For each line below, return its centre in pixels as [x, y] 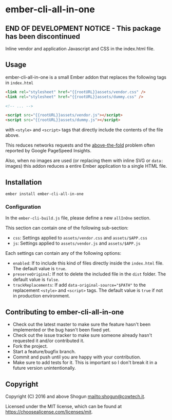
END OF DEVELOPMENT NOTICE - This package [83, 28]
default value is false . [36, 279]
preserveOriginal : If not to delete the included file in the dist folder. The [89, 274]
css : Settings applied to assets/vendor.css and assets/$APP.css [80, 238]
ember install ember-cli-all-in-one [44, 194]
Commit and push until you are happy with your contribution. [77, 357]
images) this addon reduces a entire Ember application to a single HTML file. [86, 166]
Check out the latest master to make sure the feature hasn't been [82, 325]
